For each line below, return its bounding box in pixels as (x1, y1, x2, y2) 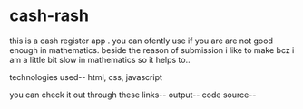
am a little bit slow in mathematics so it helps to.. (9, 54, 191, 65)
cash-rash (9, 5, 89, 26)
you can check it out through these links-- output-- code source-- (9, 89, 257, 100)
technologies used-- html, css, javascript (9, 71, 163, 82)
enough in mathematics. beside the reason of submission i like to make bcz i (9, 44, 295, 55)
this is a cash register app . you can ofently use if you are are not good (9, 35, 274, 46)
